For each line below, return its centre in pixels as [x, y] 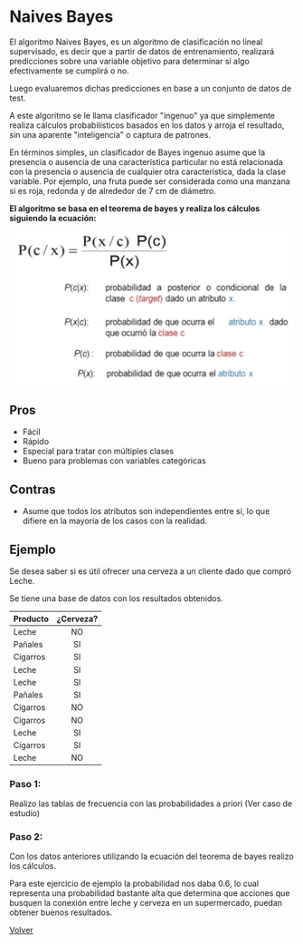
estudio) [25, 813]
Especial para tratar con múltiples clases [98, 452]
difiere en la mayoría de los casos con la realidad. [115, 521]
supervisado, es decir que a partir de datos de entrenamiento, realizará [142, 51]
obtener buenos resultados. [61, 912]
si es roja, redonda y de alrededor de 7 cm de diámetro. [113, 190]
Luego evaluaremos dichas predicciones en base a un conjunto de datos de [151, 88]
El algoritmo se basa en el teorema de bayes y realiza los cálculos [135, 208]
